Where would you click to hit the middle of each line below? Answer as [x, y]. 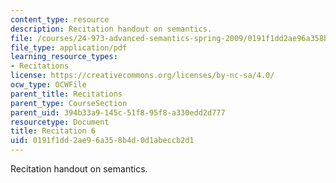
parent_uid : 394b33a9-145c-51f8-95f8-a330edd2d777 [118, 112]
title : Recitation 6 [53, 131]
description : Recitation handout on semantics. [111, 29]
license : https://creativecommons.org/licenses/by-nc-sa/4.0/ [142, 76]
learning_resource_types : [64, 57]
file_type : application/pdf [69, 47]
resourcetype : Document [60, 122]
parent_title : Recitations [66, 94]
